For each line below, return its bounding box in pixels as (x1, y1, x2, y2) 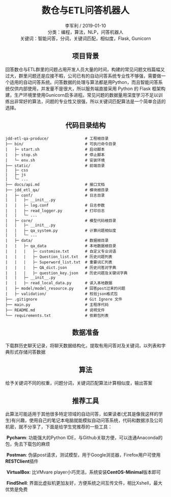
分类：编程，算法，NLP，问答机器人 (47, 29, 124, 35)
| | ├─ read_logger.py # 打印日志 (5, 208, 105, 213)
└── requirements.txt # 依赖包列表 (5, 313, 109, 318)
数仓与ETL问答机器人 (41, 5, 130, 16)
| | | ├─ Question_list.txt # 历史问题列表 (5, 254, 113, 259)
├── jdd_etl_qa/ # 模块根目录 (5, 187, 109, 192)
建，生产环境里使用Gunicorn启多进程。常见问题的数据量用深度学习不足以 (5, 92, 159, 98)
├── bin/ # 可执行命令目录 (5, 141, 117, 146)
